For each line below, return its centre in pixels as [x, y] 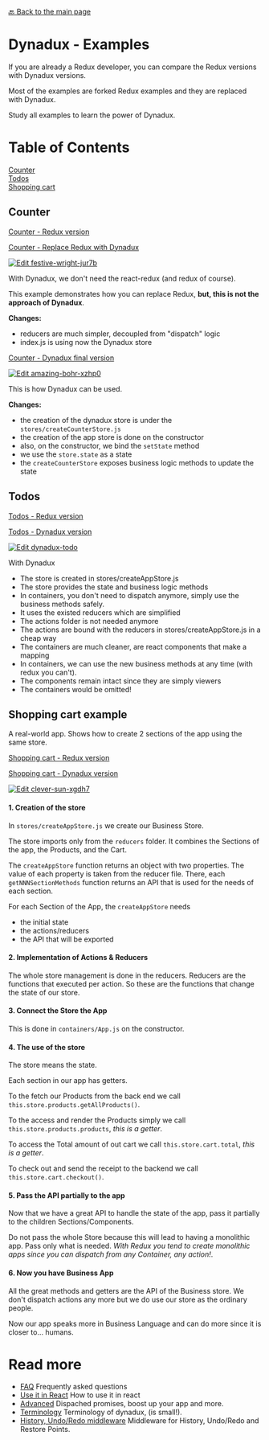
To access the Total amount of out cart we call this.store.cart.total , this [132, 1144]
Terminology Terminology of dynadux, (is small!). [101, 1412]
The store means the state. [53, 1065]
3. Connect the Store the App [58, 1011]
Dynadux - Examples [79, 45]
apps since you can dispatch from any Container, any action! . [111, 1254]
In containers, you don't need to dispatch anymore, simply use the [129, 595]
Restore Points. [45, 1430]
